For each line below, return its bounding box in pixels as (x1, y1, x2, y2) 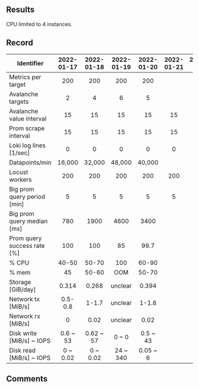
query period (9, 193, 46, 201)
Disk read (9, 346, 36, 354)
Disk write (9, 329, 37, 337)
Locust (9, 168, 28, 176)
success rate (9, 241, 46, 250)
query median (9, 217, 48, 225)
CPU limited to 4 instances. (6, 20, 73, 27)
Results (6, 5, 35, 15)
